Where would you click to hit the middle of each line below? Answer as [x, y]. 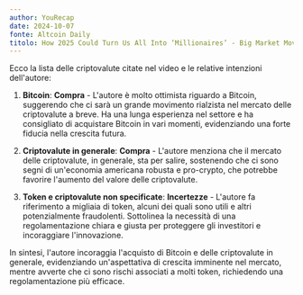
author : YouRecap [42, 18]
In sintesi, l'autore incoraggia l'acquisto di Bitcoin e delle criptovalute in [141, 253]
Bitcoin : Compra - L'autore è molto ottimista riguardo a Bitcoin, [139, 95]
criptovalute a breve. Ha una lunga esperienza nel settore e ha [138, 114]
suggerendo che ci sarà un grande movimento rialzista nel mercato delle [157, 105]
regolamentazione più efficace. [67, 282]
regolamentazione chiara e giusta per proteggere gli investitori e [142, 226]
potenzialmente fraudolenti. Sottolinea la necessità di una [129, 216]
